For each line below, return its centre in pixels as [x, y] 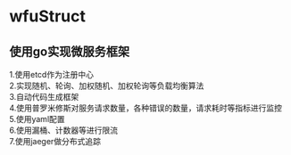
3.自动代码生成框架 [44, 97]
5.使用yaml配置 [37, 119]
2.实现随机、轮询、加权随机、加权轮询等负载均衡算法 [107, 86]
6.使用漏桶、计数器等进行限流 [64, 130]
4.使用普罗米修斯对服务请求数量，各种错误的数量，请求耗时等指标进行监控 [146, 108]
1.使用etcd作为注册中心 [51, 74]
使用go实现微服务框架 [70, 51]
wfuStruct [48, 16]
